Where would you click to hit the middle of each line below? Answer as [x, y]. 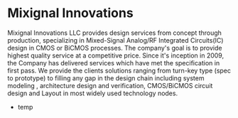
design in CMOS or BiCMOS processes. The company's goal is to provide [115, 48]
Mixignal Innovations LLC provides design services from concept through [115, 33]
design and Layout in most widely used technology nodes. [93, 93]
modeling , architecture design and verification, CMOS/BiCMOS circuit [110, 85]
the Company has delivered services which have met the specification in [114, 63]
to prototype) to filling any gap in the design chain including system [106, 78]
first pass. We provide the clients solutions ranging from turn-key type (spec [119, 70]
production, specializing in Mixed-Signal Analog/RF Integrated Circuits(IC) [115, 40]
